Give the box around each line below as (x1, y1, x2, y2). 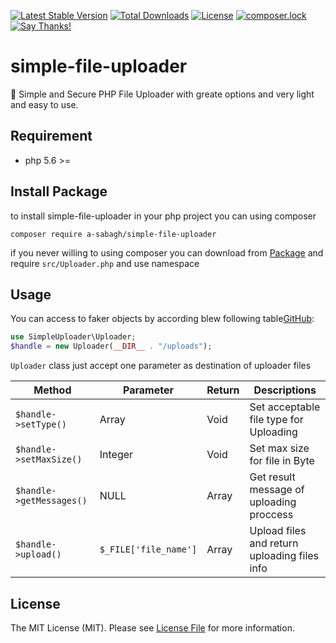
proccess (249, 508, 294, 522)
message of (249, 483, 305, 497)
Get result (249, 470, 296, 484)
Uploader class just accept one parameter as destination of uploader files (10, 360, 312, 372)
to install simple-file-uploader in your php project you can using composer (10, 210, 317, 222)
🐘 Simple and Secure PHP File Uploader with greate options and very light (10, 88, 315, 100)
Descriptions (253, 383, 317, 397)
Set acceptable (249, 400, 321, 414)
